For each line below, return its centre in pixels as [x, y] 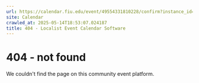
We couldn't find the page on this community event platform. [80, 74]
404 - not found [46, 58]
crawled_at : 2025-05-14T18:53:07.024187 [57, 23]
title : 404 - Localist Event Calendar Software [66, 28]
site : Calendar [25, 17]
